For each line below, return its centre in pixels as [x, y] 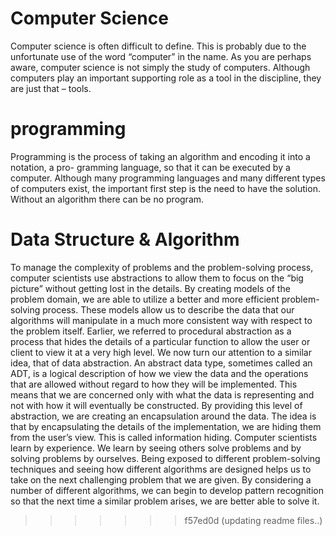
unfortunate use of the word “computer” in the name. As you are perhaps [161, 56]
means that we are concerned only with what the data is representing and [162, 394]
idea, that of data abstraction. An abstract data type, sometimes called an [161, 363]
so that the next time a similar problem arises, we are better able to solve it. [165, 501]
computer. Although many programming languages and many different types [168, 178]
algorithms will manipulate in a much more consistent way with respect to [161, 320]
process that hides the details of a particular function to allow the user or [160, 341]
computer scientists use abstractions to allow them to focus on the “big [157, 278]
